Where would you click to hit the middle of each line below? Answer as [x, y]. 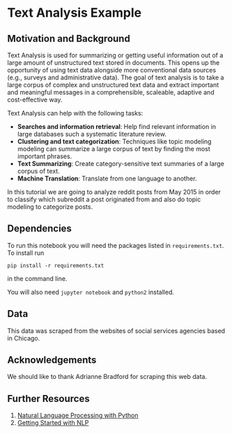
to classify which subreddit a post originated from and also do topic [104, 199]
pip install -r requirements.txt [56, 265]
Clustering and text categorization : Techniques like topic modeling [114, 141]
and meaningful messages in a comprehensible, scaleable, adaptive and [111, 92]
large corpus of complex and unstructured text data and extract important [113, 85]
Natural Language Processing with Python [78, 415]
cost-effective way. [35, 100]
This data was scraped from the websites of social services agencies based [116, 331]
